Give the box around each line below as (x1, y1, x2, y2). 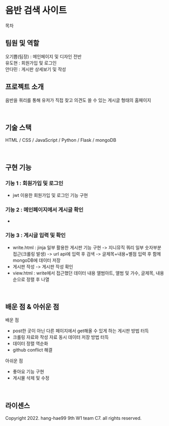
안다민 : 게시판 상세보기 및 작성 (5, 66, 66, 72)
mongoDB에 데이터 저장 (12, 257, 61, 263)
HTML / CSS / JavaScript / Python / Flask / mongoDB (5, 137, 117, 143)
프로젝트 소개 (5, 83, 44, 91)
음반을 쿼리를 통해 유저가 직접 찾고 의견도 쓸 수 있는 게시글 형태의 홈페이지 (5, 97, 151, 103)
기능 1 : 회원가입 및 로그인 (5, 180, 63, 187)
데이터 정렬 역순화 (12, 340, 48, 347)
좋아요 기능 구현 (12, 368, 44, 375)
